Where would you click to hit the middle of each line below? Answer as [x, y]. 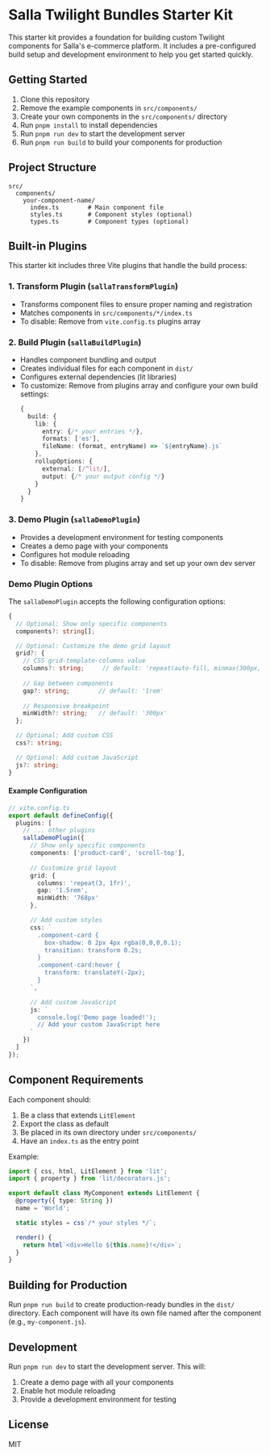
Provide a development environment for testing [98, 1399]
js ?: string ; [37, 765]
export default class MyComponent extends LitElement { [104, 1193]
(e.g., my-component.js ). [48, 1322]
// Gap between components [68, 683]
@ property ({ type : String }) [64, 1201]
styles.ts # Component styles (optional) [111, 214]
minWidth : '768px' [68, 898]
